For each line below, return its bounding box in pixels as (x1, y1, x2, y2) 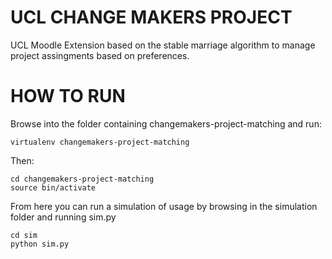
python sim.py (10, 239, 70, 249)
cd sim (10, 230, 38, 240)
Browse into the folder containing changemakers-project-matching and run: (10, 117, 322, 130)
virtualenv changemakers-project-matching (10, 137, 190, 147)
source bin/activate (10, 182, 97, 193)
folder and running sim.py (10, 211, 117, 223)
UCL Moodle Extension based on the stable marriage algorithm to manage (10, 39, 316, 51)
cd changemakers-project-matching (10, 174, 155, 184)
